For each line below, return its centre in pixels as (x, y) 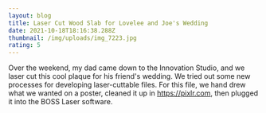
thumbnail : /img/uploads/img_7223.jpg (72, 38)
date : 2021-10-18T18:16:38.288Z (62, 30)
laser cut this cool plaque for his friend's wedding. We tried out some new (129, 76)
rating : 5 (25, 45)
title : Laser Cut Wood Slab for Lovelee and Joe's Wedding (108, 23)
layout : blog (30, 16)
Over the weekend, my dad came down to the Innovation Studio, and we (127, 68)
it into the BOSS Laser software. (61, 102)
